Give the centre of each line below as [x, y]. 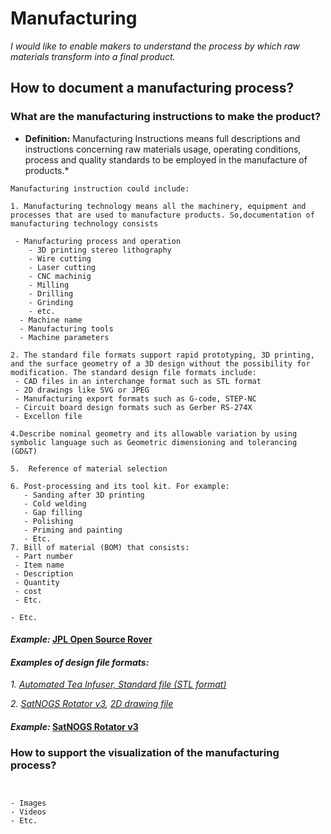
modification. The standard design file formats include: [133, 372]
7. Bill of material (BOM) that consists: [100, 547]
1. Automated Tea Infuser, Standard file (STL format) [118, 684]
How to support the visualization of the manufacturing [145, 752]
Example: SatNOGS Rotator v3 [74, 727]
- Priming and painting [73, 530]
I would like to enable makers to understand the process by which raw [155, 46]
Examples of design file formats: [80, 662]
